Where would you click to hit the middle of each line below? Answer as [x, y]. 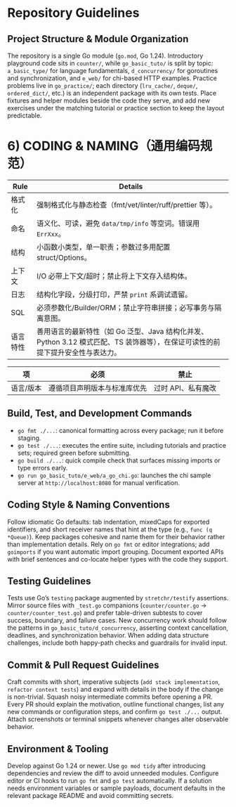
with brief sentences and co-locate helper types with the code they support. [118, 559]
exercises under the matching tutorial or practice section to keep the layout [116, 108]
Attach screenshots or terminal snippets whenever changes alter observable [118, 719]
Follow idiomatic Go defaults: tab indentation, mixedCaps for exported [109, 522]
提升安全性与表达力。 [86, 352]
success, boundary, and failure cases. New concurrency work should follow [117, 621]
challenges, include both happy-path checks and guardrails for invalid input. [117, 643]
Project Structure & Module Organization [98, 39]
